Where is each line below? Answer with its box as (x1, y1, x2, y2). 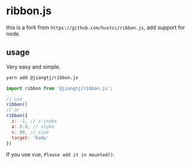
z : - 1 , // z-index (11, 118, 58, 124)
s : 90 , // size (11, 129, 49, 135)
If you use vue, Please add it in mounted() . (6, 151, 115, 158)
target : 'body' (11, 135, 49, 141)
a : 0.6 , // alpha (11, 124, 55, 130)
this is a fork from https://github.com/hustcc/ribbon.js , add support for (6, 24, 186, 31)
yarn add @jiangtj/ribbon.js (6, 74, 79, 81)
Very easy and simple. (6, 63, 61, 70)
